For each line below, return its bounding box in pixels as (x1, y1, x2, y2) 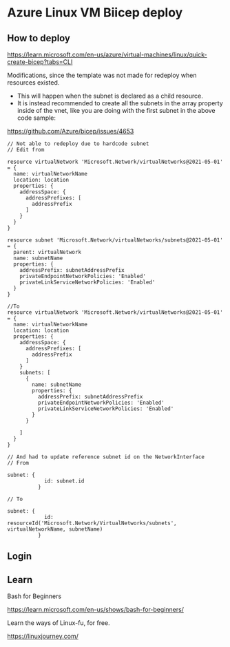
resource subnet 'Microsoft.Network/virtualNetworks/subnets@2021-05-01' (7, 237, 224, 244)
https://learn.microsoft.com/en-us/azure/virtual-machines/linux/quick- (7, 50, 208, 59)
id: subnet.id (43, 478, 85, 485)
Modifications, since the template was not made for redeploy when (7, 71, 197, 79)
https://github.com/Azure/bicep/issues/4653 (7, 127, 134, 135)
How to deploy (7, 32, 71, 44)
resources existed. (7, 78, 60, 87)
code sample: (17, 114, 56, 122)
